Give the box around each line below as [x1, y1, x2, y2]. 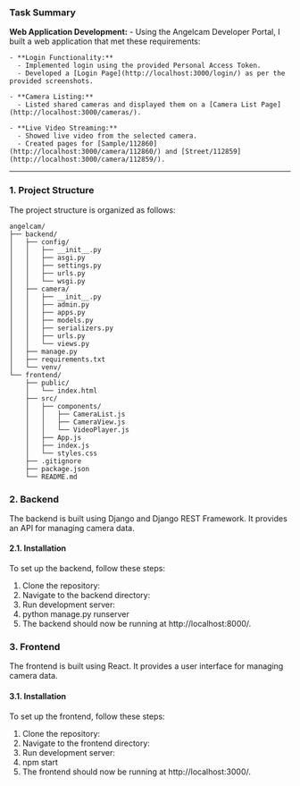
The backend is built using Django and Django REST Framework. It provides [9, 512, 287, 524]
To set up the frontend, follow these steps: [9, 711, 165, 722]
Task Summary [9, 6, 76, 19]
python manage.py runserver [21, 609, 129, 620]
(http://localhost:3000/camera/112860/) [9, 148, 162, 156]
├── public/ [25, 378, 70, 387]
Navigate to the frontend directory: [21, 738, 150, 748]
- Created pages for [17, 139, 94, 148]
